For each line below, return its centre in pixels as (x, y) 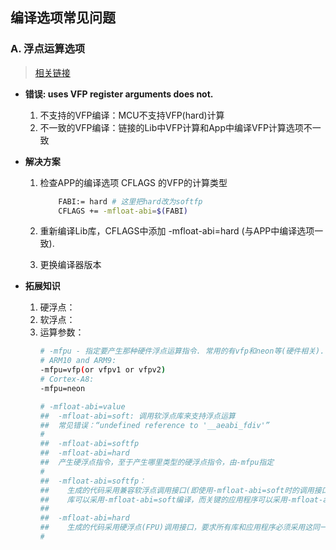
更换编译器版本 (70, 265)
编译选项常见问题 (63, 18)
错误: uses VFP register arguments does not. (119, 94)
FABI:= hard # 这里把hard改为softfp (130, 201)
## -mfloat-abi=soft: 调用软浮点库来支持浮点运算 (137, 416)
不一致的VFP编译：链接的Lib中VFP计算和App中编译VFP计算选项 (171, 127)
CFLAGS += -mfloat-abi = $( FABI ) (123, 211)
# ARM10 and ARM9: (78, 361)
